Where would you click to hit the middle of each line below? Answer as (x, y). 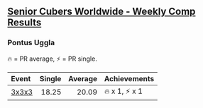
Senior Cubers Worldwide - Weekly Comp (101, 12)
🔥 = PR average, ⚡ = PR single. (52, 59)
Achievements (129, 78)
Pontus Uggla (31, 43)
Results (24, 23)
